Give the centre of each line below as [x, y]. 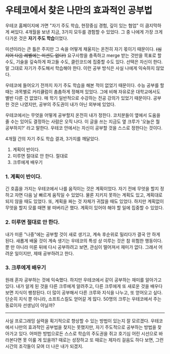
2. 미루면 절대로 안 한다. [32, 222]
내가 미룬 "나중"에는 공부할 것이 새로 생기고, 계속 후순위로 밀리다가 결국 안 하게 [83, 234]
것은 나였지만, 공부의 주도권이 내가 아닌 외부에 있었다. [63, 104]
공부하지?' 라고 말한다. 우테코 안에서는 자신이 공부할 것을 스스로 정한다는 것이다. [84, 128]
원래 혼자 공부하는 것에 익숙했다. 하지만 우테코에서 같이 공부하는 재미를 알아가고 [83, 280]
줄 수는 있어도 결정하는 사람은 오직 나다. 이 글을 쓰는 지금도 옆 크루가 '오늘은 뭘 [83, 121]
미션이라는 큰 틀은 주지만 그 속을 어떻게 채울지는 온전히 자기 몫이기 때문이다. [80, 49]
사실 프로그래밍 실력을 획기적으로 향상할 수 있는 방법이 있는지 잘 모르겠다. [77, 320]
